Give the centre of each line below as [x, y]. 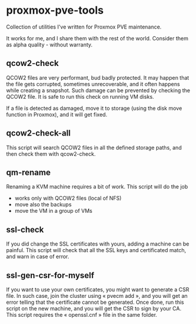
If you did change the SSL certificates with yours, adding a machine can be [98, 244]
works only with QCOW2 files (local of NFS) [68, 198]
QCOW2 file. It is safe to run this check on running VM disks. [80, 96]
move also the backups [43, 205]
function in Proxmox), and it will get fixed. [57, 114]
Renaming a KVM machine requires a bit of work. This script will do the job [97, 187]
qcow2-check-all [38, 133]
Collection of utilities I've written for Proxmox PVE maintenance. [84, 27]
